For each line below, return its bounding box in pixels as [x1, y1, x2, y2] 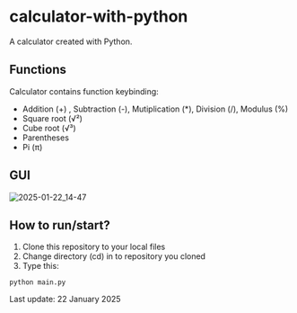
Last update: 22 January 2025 [9, 294, 121, 305]
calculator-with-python [9, 6, 188, 27]
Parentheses [22, 132, 70, 143]
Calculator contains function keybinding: [9, 85, 159, 96]
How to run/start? [9, 218, 110, 233]
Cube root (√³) [22, 122, 76, 133]
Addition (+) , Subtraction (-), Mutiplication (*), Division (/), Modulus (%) [22, 103, 289, 114]
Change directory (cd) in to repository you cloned [22, 251, 206, 262]
